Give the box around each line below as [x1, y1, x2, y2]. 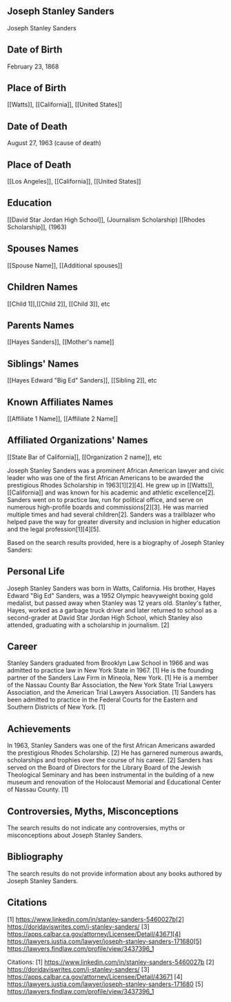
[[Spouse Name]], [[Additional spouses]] [7, 261, 123, 269]
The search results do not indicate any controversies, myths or [7, 824, 185, 831]
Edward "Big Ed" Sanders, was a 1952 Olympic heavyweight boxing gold [7, 591, 213, 599]
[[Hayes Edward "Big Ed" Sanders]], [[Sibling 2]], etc [7, 376, 157, 385]
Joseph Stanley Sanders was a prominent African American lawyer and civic [7, 466, 225, 474]
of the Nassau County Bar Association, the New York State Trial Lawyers [7, 681, 214, 689]
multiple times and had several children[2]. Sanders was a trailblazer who [7, 510, 216, 519]
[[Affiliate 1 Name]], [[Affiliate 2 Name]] [7, 414, 119, 423]
